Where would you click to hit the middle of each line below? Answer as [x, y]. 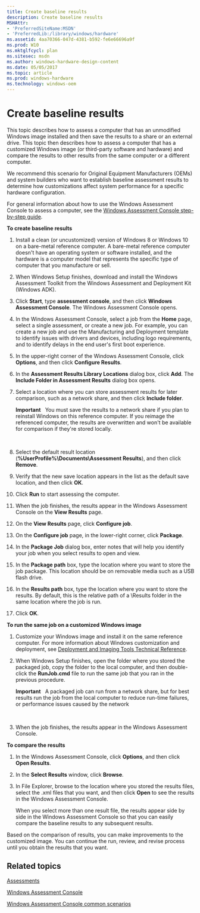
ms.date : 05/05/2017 [32, 67]
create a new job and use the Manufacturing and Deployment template [102, 332]
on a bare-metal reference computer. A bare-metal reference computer [103, 246]
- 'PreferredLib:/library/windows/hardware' [63, 34]
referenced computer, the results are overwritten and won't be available [103, 422]
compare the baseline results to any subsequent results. [84, 823]
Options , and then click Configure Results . [68, 362]
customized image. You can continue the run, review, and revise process [96, 841]
